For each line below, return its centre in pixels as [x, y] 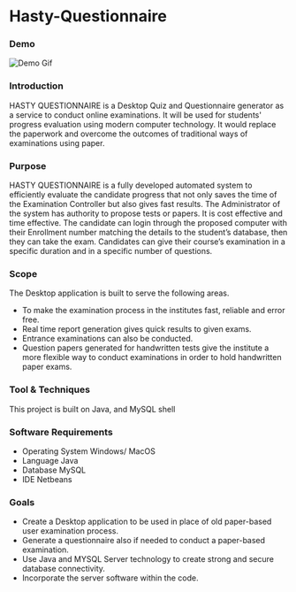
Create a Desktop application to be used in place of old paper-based [147, 522]
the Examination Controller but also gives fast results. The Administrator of [145, 204]
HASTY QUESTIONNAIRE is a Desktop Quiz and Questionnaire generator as [147, 105]
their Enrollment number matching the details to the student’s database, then [148, 233]
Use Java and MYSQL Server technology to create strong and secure [148, 559]
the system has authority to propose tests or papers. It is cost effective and [146, 213]
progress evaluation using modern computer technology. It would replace [143, 124]
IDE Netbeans [47, 479]
